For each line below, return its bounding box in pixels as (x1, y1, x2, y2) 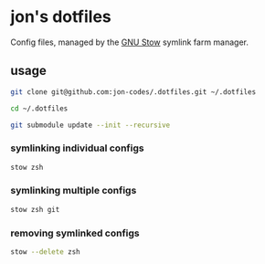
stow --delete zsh (10, 248, 80, 257)
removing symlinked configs (10, 227, 140, 239)
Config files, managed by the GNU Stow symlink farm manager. (10, 37, 249, 48)
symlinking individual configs (10, 142, 144, 154)
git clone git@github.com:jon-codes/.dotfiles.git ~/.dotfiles (10, 87, 257, 97)
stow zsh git (10, 205, 60, 214)
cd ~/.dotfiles (10, 103, 69, 113)
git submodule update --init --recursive (10, 121, 171, 130)
